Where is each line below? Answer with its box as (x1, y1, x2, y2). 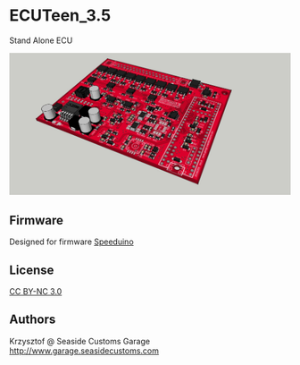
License (9, 262, 54, 277)
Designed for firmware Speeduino (9, 236, 134, 247)
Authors (9, 312, 56, 327)
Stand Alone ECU (9, 35, 73, 46)
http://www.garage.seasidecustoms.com (9, 345, 159, 356)
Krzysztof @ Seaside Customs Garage (9, 335, 150, 346)
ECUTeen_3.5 (9, 5, 112, 26)
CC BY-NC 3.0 (9, 286, 62, 297)
